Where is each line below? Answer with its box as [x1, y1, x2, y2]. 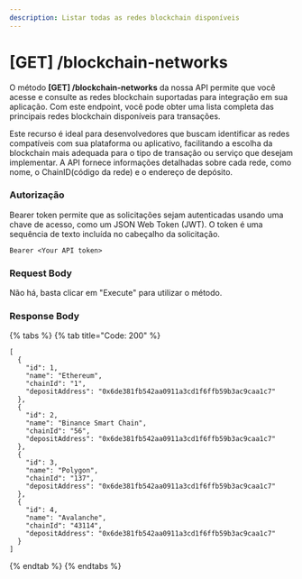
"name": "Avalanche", [25, 513, 106, 523]
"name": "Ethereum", [25, 372, 103, 381]
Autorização [9, 188, 65, 201]
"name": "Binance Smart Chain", [25, 418, 147, 428]
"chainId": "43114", [25, 521, 103, 530]
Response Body [9, 310, 79, 323]
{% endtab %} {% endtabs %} [9, 561, 122, 572]
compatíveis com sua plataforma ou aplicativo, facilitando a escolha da [9, 137, 273, 149]
